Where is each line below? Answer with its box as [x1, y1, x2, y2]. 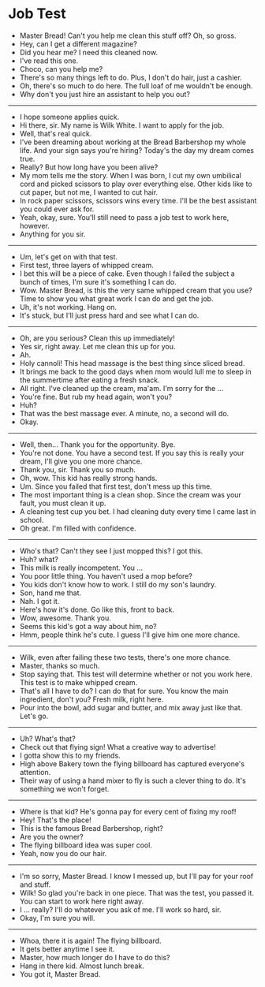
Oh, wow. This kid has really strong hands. [19, 473, 158, 482]
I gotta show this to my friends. [19, 750, 121, 760]
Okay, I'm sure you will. [19, 913, 95, 922]
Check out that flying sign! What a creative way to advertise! [19, 742, 216, 751]
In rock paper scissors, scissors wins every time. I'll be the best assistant [19, 196, 257, 205]
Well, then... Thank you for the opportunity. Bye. [19, 439, 176, 449]
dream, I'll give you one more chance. [19, 456, 143, 466]
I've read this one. [19, 56, 79, 65]
